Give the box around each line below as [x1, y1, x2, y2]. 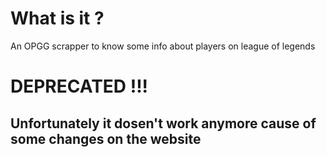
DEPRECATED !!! [10, 75, 149, 98]
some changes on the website [10, 130, 202, 147]
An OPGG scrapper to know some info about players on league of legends [10, 40, 316, 52]
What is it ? [10, 7, 105, 30]
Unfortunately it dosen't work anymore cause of [10, 115, 317, 132]
